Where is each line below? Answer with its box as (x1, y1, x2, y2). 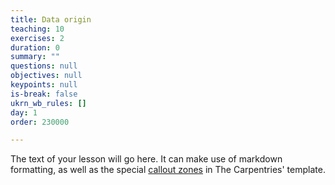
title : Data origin (10, 14, 92, 25)
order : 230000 (10, 117, 70, 127)
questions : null (10, 61, 78, 71)
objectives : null (10, 71, 83, 81)
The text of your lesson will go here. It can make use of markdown (10, 153, 283, 165)
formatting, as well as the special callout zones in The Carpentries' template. (10, 164, 326, 176)
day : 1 (10, 107, 38, 118)
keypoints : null (10, 80, 78, 90)
